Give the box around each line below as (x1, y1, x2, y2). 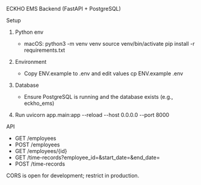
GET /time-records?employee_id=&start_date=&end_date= (14, 154, 161, 161)
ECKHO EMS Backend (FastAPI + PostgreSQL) (6, 5, 122, 12)
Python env (14, 28, 44, 36)
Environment (14, 58, 47, 65)
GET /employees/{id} (14, 148, 67, 154)
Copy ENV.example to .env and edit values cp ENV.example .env (23, 70, 184, 77)
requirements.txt (23, 46, 65, 54)
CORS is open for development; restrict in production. (6, 172, 140, 179)
